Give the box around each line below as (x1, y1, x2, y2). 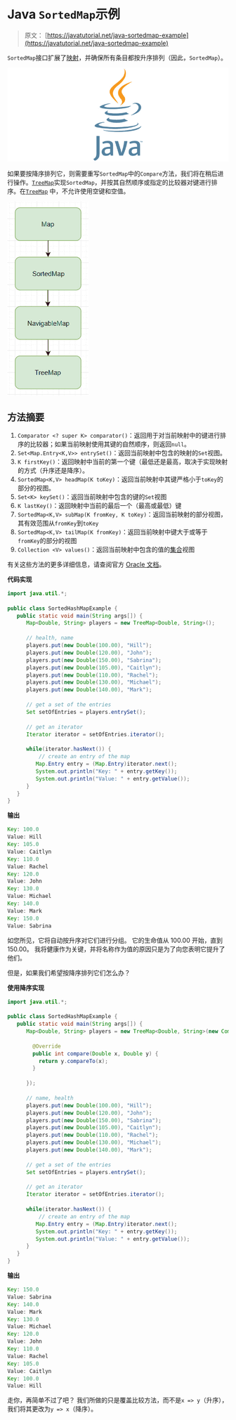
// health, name (25, 634, 74, 641)
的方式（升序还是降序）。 (17, 466, 89, 474)
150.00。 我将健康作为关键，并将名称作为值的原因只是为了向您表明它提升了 (7, 944, 225, 953)
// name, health (25, 1094, 74, 1102)
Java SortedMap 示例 (7, 6, 121, 22)
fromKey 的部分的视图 (17, 536, 77, 545)
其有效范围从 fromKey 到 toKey (17, 519, 99, 527)
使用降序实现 (7, 983, 44, 991)
